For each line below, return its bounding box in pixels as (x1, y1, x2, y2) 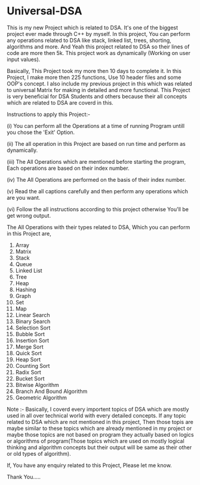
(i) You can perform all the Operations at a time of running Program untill (7, 122, 184, 129)
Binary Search (15, 318, 51, 325)
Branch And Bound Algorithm (15, 388, 88, 395)
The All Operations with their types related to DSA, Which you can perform (7, 223, 190, 231)
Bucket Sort (15, 375, 45, 382)
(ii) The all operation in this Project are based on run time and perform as (7, 140, 186, 147)
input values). (7, 56, 41, 63)
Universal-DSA (7, 4, 82, 18)
